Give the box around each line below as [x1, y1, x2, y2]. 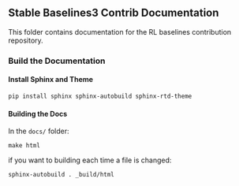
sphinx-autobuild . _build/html [8, 171, 114, 179]
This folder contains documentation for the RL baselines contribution [8, 27, 232, 36]
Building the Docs [8, 109, 68, 118]
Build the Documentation [8, 55, 106, 66]
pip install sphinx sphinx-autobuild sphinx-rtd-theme [8, 92, 192, 100]
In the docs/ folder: [8, 126, 69, 136]
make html [8, 142, 41, 150]
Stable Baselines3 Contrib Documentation [8, 6, 219, 20]
